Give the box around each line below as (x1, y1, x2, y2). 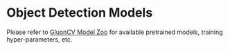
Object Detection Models (6, 5, 153, 21)
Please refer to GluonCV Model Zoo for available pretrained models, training (6, 28, 223, 36)
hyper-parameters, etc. (6, 35, 73, 43)
